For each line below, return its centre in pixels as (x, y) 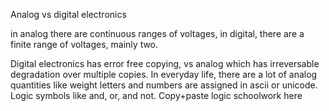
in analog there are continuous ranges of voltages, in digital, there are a (157, 33)
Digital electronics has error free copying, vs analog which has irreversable (165, 63)
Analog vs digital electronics (68, 14)
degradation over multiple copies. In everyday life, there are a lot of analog (164, 74)
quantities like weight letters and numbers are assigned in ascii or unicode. (164, 85)
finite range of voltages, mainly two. (84, 44)
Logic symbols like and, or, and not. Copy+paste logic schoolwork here (156, 95)
